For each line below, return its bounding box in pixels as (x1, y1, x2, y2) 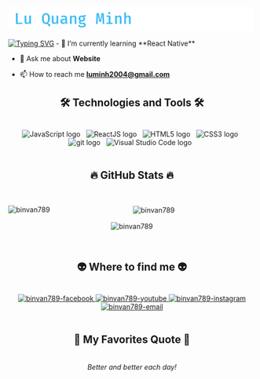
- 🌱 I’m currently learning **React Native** (56, 38, 196, 48)
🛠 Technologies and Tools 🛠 (60, 97, 204, 110)
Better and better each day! (87, 362, 177, 371)
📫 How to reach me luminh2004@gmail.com (19, 70, 170, 78)
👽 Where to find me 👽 (77, 261, 187, 274)
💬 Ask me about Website (19, 54, 101, 63)
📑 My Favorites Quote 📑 (73, 333, 191, 347)
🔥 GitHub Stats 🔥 (90, 169, 174, 182)
